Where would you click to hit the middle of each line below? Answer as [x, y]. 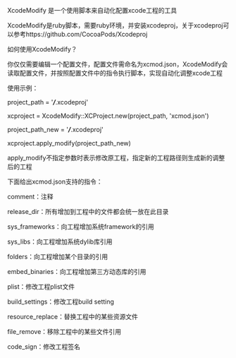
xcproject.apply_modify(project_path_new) [69, 143]
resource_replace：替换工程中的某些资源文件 [73, 317]
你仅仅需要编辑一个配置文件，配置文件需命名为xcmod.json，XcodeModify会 [118, 64]
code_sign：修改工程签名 [44, 347]
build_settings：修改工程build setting [61, 302]
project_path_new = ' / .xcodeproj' [55, 130]
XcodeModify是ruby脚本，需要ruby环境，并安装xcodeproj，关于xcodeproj [115, 25]
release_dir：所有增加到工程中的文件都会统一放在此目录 [88, 211]
